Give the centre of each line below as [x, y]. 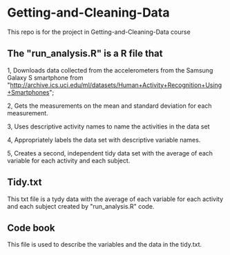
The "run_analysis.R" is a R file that [85, 54]
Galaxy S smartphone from [46, 77]
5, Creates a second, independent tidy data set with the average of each [110, 153]
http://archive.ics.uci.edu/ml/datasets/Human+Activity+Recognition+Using [116, 85]
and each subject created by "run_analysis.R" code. [81, 206]
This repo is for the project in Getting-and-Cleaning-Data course [99, 32]
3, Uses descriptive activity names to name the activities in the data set [108, 126]
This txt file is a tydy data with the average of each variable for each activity [115, 199]
